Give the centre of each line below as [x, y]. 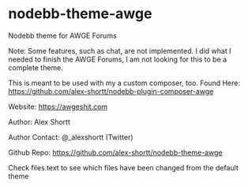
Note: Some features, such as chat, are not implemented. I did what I [120, 50]
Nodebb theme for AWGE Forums [62, 36]
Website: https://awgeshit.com [58, 107]
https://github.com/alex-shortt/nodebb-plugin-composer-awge [111, 91]
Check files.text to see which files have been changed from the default [123, 167]
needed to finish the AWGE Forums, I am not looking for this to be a [118, 59]
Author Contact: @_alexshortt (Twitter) [71, 137]
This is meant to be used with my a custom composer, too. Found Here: [124, 83]
